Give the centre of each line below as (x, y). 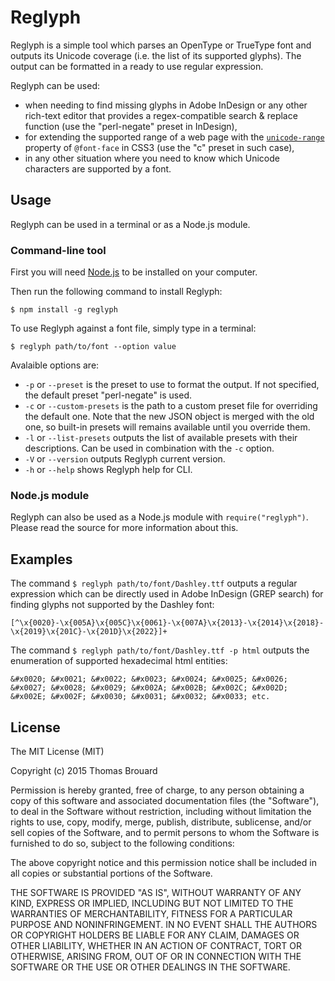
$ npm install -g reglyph (64, 310)
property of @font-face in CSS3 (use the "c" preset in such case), (159, 147)
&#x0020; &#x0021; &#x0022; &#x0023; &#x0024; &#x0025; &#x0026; (149, 679)
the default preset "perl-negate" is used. (108, 395)
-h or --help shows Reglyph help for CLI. (108, 470)
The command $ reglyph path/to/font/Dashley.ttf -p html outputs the (160, 650)
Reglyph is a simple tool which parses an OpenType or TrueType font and (161, 45)
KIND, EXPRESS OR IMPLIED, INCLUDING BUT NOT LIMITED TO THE (152, 903)
